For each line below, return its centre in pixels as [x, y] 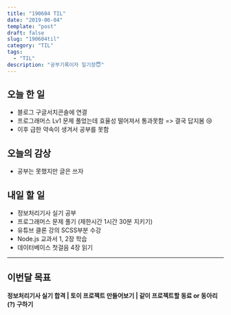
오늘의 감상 [29, 153]
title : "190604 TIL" [37, 13]
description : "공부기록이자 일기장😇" [56, 65]
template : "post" [32, 26]
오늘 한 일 [26, 95]
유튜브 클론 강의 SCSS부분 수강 [59, 230]
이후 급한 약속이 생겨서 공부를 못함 [63, 130]
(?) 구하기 [20, 304]
